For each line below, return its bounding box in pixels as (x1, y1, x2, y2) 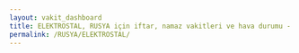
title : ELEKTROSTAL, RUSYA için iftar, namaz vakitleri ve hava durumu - (9, 22, 292, 31)
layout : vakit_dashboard (9, 13, 102, 22)
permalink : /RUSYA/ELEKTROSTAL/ (9, 30, 130, 39)
